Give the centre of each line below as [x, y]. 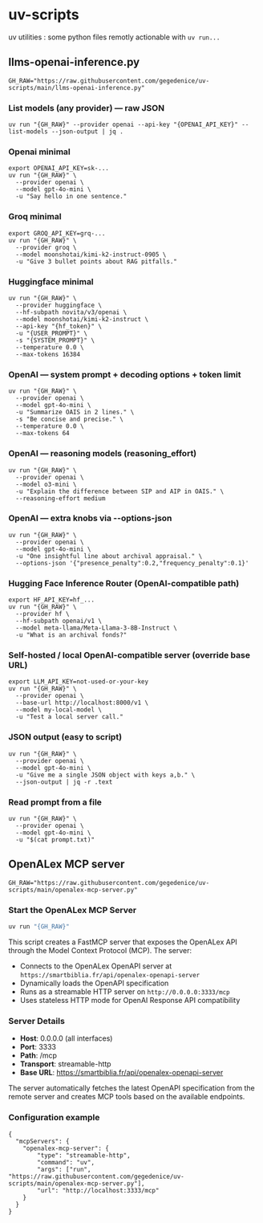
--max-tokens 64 [42, 434]
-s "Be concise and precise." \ [70, 419]
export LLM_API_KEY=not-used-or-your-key [79, 682]
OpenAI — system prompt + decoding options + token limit [125, 374]
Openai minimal [39, 152]
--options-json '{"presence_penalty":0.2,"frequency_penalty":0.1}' [132, 563]
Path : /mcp [38, 1056]
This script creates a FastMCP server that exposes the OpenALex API [123, 942]
